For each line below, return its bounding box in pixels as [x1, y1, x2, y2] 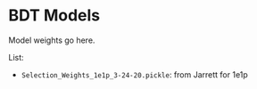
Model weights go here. [8, 35, 95, 45]
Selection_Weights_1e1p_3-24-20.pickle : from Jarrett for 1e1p [21, 69, 249, 80]
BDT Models [8, 5, 101, 26]
